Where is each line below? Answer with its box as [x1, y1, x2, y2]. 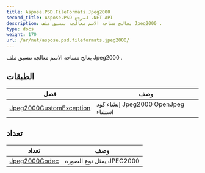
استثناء [96, 107, 114, 116]
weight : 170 [6, 32, 37, 38]
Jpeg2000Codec [9, 157, 59, 165]
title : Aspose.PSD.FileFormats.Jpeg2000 [6, 9, 111, 15]
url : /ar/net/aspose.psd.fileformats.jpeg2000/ [6, 37, 130, 43]
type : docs [6, 26, 34, 32]
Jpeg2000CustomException [9, 104, 91, 112]
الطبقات [6, 71, 35, 82]
